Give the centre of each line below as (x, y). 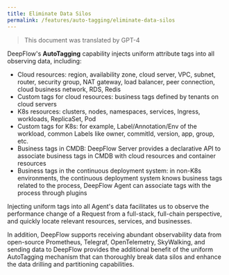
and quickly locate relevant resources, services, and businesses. (100, 221)
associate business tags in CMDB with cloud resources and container (117, 156)
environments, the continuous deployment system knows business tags (120, 178)
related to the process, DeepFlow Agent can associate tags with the (114, 185)
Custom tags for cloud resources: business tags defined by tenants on (118, 96)
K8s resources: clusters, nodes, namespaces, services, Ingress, (109, 111)
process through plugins (52, 193)
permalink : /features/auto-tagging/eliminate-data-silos (91, 20)
